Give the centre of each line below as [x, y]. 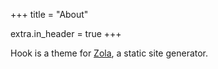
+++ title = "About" [49, 14]
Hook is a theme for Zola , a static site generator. [109, 53]
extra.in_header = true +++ [66, 33]
